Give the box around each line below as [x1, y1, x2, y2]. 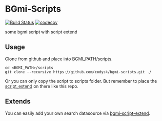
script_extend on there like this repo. [5, 83, 79, 89]
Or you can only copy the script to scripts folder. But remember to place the [5, 78, 157, 84]
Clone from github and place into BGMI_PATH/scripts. [5, 56, 113, 62]
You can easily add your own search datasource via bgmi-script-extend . [5, 110, 150, 116]
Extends [5, 97, 31, 105]
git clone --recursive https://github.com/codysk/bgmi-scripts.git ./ [5, 69, 152, 74]
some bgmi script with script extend [5, 29, 78, 35]
